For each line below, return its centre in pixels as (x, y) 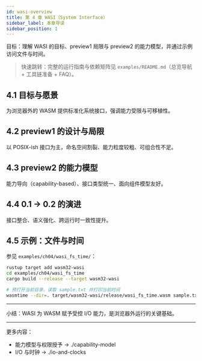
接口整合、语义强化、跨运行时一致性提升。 (59, 220)
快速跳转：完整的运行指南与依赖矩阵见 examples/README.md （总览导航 (106, 67)
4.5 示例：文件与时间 (45, 240)
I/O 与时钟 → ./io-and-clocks (50, 352)
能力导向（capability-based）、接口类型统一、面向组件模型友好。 (86, 184)
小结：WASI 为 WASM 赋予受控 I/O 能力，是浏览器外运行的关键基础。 (92, 313)
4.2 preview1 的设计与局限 (55, 131)
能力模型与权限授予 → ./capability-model (65, 344)
